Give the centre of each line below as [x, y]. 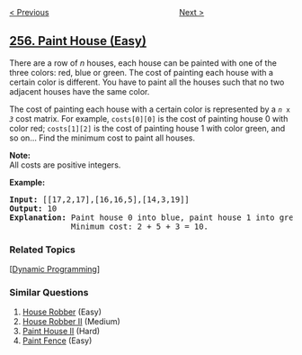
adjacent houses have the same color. [80, 91]
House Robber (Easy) [62, 312]
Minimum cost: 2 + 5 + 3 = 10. [140, 226]
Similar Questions [49, 293]
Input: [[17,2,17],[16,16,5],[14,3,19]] [100, 199]
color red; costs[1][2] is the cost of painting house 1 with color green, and [147, 128]
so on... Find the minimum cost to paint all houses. [102, 138]
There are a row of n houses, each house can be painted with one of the [143, 63]
